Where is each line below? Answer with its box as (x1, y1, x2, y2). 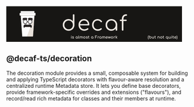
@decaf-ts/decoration (6, 54, 92, 64)
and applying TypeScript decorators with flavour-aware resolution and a (6, 75, 184, 83)
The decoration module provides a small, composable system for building (6, 69, 188, 77)
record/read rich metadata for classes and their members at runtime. (6, 94, 176, 102)
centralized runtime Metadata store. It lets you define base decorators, (6, 82, 181, 89)
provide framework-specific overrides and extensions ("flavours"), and (6, 88, 182, 96)
